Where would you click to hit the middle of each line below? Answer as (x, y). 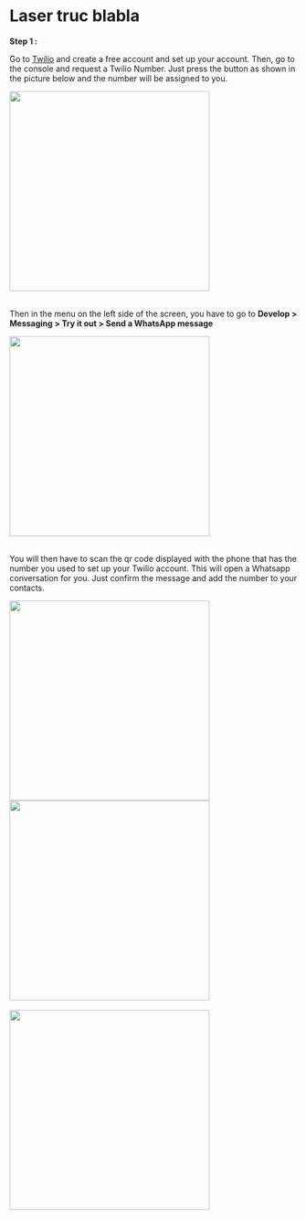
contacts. (27, 588)
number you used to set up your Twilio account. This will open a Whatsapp (150, 568)
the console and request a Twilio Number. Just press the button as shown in (153, 69)
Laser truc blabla (74, 16)
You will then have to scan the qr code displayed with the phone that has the (153, 558)
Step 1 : (24, 41)
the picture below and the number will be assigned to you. (119, 78)
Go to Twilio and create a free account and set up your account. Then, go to (152, 58)
